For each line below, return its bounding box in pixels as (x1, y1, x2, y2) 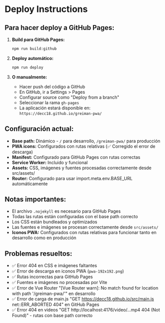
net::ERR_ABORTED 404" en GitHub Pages (11, 302, 100, 308)
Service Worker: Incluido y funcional (11, 159, 88, 165)
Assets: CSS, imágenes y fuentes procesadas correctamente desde (11, 165, 152, 171)
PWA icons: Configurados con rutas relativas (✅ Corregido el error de (11, 143, 156, 149)
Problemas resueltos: (4, 249, 73, 258)
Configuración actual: (4, 125, 74, 133)
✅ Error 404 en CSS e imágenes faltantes (11, 263, 97, 269)
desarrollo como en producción (11, 235, 77, 241)
